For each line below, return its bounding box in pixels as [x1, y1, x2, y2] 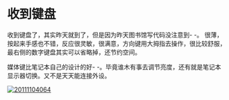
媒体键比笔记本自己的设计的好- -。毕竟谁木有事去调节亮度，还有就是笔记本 [7, 62, 221, 71]
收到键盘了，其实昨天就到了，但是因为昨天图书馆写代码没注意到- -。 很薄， [7, 31, 223, 39]
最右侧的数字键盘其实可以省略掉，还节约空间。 [7, 48, 141, 56]
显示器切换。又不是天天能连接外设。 [7, 71, 111, 80]
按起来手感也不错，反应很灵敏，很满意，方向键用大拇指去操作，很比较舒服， [7, 39, 226, 47]
